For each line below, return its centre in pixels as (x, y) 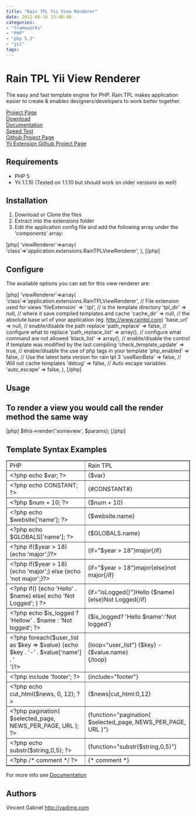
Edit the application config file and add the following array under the (96, 227)
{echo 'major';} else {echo (45, 572)
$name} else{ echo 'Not (42, 596)
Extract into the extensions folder (54, 221)
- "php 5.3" (20, 39)
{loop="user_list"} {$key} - (125, 645)
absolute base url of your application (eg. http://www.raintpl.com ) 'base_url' (97, 320)
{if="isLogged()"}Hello (119, 592)
